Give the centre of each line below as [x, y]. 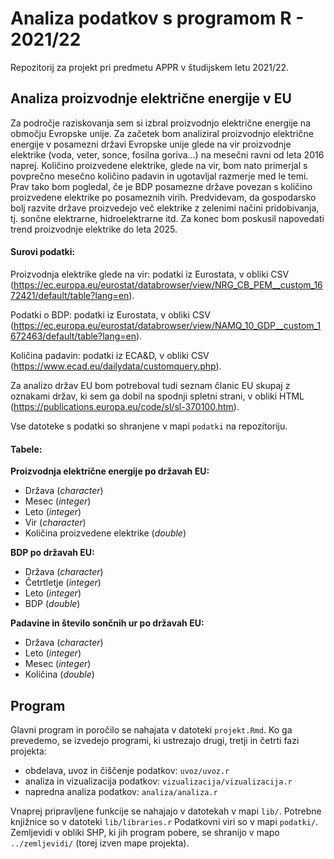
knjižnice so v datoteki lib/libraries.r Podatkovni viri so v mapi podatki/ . [164, 821]
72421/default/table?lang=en [70, 295]
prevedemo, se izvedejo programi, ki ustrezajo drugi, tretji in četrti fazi [155, 740]
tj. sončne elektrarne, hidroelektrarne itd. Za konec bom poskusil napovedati [167, 218]
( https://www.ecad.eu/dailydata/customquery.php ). [116, 366]
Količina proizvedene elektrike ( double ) [105, 533]
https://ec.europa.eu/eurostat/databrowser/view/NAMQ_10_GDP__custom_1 [167, 325]
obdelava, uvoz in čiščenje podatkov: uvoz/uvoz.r [127, 770]
